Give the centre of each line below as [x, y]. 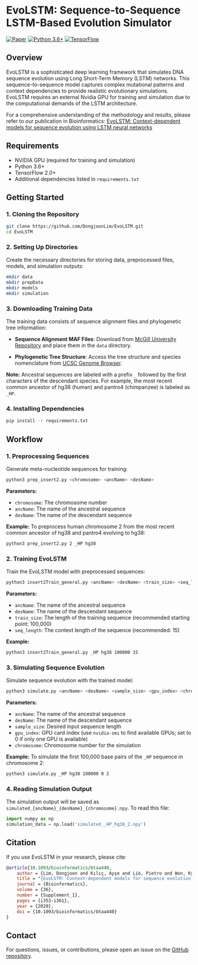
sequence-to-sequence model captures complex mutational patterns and [95, 84]
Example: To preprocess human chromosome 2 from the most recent [90, 526]
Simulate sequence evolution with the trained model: [70, 681]
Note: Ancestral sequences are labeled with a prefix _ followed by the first [96, 375]
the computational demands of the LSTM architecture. [72, 103]
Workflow [24, 439]
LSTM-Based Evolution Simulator [89, 23]
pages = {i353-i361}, [43, 901]
